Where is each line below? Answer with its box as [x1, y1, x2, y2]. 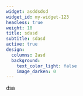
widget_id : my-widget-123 [6, 14, 69, 20]
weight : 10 [6, 25, 33, 31]
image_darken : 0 [16, 68, 57, 74]
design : [6, 47, 25, 53]
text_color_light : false [16, 63, 77, 69]
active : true [6, 42, 38, 47]
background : [11, 57, 41, 63]
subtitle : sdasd [6, 36, 46, 42]
